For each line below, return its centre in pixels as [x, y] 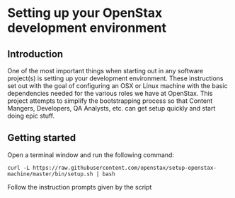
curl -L [19, 168]
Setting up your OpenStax [85, 13]
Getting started [42, 138]
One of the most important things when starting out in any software [105, 71]
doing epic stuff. [31, 116]
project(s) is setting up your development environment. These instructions [115, 78]
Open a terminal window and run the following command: [91, 155]
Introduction [35, 54]
